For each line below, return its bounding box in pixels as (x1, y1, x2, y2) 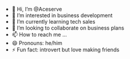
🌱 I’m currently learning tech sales (11, 18, 96, 25)
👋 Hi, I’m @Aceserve (11, 6, 62, 12)
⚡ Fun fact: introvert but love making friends (11, 46, 120, 53)
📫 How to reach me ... (11, 31, 67, 38)
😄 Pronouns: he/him (11, 40, 62, 47)
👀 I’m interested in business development (11, 12, 113, 19)
